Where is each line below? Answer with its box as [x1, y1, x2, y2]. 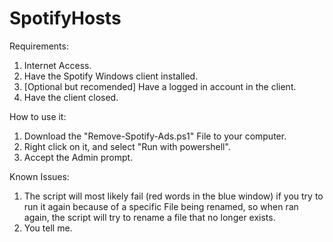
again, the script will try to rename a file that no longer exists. [23, 211, 276, 223]
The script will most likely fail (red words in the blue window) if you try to [23, 190, 324, 202]
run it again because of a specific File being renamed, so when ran [23, 200, 299, 212]
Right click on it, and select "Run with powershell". [23, 140, 231, 152]
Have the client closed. [23, 91, 119, 103]
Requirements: [9, 40, 69, 52]
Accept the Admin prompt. [23, 151, 134, 163]
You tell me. [23, 222, 73, 234]
